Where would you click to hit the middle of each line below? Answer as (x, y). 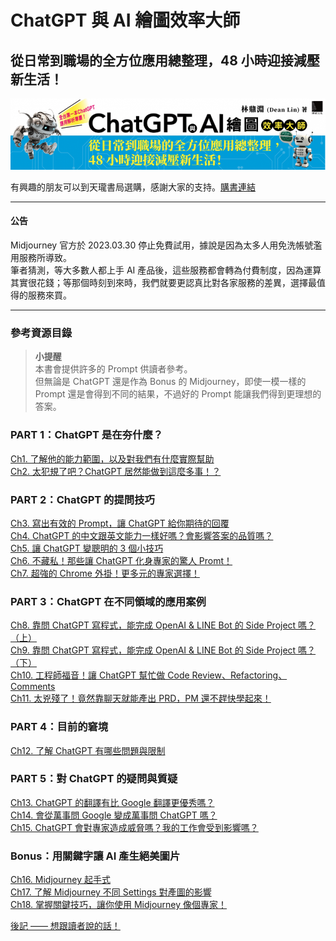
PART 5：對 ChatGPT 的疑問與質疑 (94, 779)
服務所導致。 (45, 258)
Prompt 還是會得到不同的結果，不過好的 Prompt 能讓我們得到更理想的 (178, 394)
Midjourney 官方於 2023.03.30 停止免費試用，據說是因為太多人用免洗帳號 (162, 245)
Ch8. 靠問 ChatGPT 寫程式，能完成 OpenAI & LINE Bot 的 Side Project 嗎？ (163, 625)
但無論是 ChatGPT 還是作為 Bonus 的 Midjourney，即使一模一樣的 (170, 382)
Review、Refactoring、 (239, 675)
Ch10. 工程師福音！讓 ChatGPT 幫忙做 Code (100, 675)
